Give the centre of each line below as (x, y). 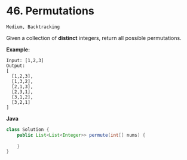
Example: (18, 50)
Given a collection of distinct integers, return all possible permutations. (94, 38)
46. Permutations (50, 11)
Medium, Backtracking (33, 27)
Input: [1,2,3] (25, 60)
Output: (16, 66)
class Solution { (28, 130)
